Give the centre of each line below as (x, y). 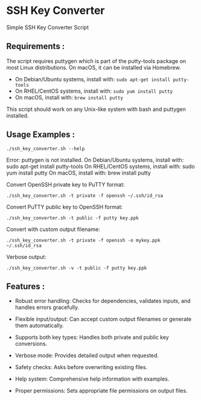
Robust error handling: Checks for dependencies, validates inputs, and (103, 301)
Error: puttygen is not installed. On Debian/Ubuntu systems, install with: (95, 160)
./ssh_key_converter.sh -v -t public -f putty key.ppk (77, 268)
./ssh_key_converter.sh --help (46, 148)
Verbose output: (26, 257)
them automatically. (40, 325)
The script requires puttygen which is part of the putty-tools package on (96, 61)
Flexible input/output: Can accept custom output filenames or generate (103, 319)
